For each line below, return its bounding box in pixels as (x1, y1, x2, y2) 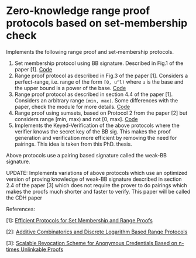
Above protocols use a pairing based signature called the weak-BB (6, 152, 167, 159)
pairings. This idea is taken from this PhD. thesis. (14, 140, 133, 147)
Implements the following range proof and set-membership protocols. (6, 48, 174, 55)
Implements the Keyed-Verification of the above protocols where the (14, 122, 180, 129)
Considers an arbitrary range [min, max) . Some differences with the (14, 97, 178, 104)
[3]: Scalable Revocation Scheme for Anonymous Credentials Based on (6, 239, 177, 246)
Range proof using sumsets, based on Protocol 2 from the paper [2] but (14, 109, 188, 116)
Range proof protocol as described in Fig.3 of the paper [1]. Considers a (14, 72, 188, 79)
